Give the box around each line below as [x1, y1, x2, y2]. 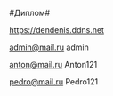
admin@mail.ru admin [9, 42, 89, 52]
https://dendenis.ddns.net [9, 25, 105, 35]
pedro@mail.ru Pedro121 [9, 76, 99, 87]
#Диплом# [9, 8, 51, 18]
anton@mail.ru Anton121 [9, 60, 98, 69]
